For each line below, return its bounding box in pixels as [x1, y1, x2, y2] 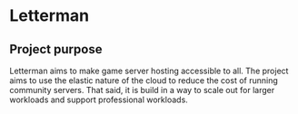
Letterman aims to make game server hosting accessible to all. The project [9, 65, 289, 76]
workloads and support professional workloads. [9, 94, 188, 105]
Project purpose [9, 42, 103, 57]
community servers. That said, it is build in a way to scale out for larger [9, 85, 275, 95]
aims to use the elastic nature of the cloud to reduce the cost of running [9, 75, 279, 86]
